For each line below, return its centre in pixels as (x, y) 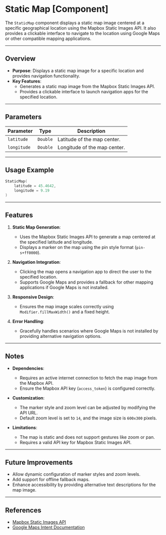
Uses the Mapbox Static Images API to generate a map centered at (87, 237)
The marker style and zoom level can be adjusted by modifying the (88, 407)
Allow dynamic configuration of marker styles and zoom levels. (76, 474)
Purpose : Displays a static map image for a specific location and (78, 71)
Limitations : (25, 427)
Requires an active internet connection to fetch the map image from (88, 378)
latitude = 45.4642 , (35, 186)
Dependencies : (28, 368)
